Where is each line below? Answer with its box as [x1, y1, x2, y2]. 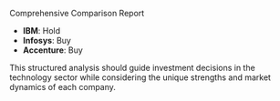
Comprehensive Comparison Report [9, 8, 145, 18]
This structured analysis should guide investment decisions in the [9, 63, 255, 73]
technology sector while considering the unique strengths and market [9, 72, 272, 83]
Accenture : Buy [22, 45, 84, 56]
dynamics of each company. [9, 82, 117, 92]
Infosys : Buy [22, 35, 71, 45]
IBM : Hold [22, 25, 61, 35]
